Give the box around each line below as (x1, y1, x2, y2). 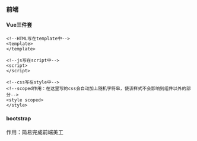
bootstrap (6, 114, 31, 122)
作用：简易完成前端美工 (6, 129, 63, 136)
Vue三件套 (6, 21, 33, 28)
